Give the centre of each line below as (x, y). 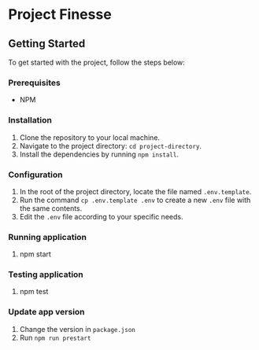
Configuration (35, 175)
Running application (48, 237)
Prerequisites (34, 83)
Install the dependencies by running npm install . (99, 154)
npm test (34, 292)
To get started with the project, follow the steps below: (96, 62)
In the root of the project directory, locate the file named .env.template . (135, 191)
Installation (30, 120)
